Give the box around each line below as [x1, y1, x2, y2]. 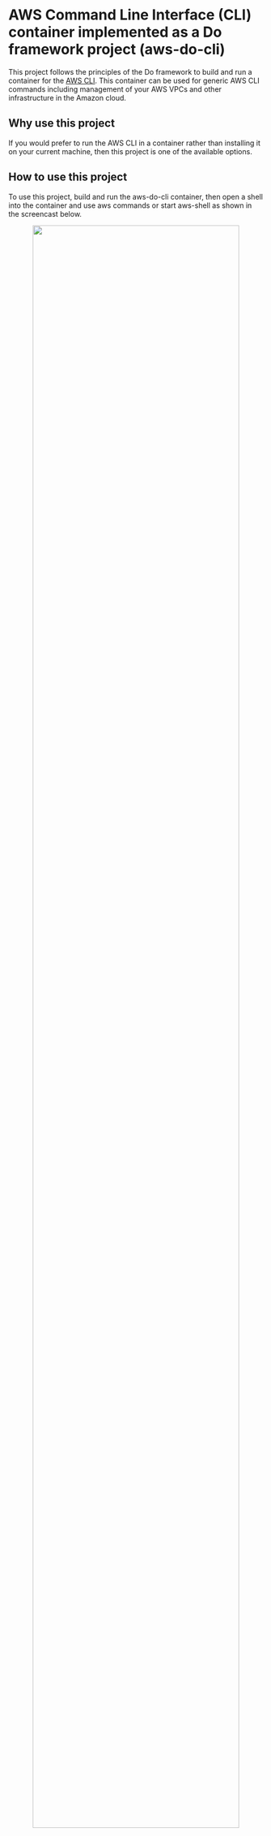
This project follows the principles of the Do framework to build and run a [8, 67, 252, 76]
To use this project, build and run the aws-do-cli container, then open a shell [8, 192, 263, 201]
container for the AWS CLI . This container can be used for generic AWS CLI [8, 75, 260, 85]
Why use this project [8, 116, 116, 131]
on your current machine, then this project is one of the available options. [8, 146, 252, 156]
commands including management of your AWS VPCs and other [8, 84, 222, 94]
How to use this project [8, 170, 128, 184]
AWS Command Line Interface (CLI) [8, 6, 252, 24]
